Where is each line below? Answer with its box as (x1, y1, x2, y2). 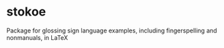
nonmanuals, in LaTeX (6, 33, 68, 41)
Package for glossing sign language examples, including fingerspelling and (6, 26, 218, 34)
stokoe (6, 4, 46, 20)
